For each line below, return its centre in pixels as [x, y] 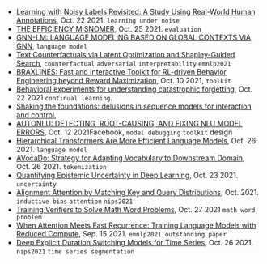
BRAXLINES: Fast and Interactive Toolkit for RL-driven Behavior [121, 72]
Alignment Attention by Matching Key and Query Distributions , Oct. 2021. [137, 192]
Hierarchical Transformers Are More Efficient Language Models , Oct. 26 [136, 141]
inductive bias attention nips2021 [74, 202]
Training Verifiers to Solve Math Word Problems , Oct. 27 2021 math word [136, 209]
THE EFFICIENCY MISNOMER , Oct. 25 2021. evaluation [108, 29]
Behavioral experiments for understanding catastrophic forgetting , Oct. [134, 89]
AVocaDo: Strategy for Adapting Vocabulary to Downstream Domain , [130, 158]
